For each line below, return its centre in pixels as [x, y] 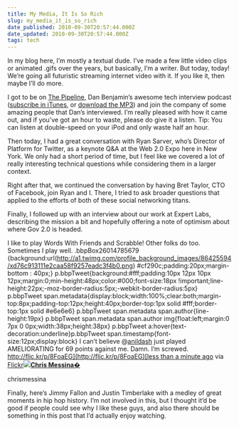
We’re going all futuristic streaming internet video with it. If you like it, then [116, 76]
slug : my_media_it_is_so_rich [52, 21]
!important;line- [201, 281]
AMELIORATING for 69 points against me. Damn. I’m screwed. [98, 349]
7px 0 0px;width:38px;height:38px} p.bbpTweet [77, 326]
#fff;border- [200, 304]
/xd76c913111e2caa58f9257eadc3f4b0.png [70, 266]
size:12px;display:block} [43, 342]
